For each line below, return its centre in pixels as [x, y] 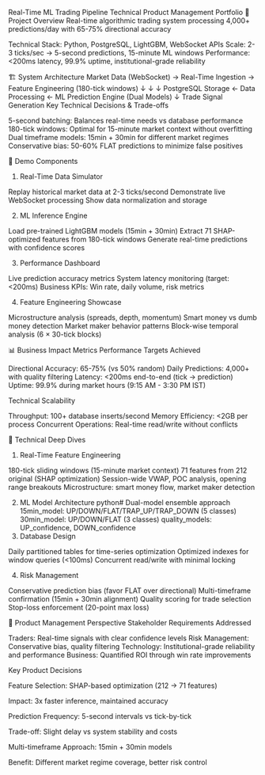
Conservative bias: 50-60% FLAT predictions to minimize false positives [126, 146]
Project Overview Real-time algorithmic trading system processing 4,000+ [129, 21]
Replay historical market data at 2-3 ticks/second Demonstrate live [117, 192]
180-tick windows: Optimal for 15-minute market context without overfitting [131, 129]
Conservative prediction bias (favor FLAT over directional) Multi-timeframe [130, 591]
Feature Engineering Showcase [70, 302]
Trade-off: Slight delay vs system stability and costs [93, 731]
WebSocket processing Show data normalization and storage [108, 200]
